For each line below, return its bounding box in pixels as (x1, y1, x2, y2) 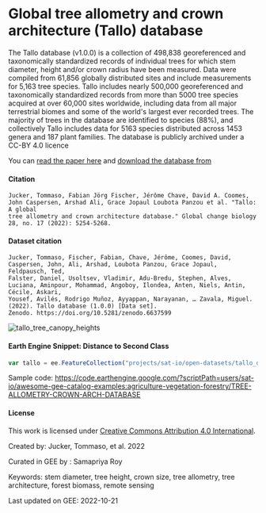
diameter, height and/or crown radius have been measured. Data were (8, 64, 237, 74)
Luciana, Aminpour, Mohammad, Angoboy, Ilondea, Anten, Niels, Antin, (8, 281, 246, 289)
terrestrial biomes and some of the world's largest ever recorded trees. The (8, 106, 254, 116)
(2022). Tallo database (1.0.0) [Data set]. (8, 302, 158, 310)
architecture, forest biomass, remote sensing (8, 480, 154, 490)
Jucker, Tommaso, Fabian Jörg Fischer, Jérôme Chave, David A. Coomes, (8, 192, 249, 200)
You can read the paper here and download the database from (8, 155, 212, 165)
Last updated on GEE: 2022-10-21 (8, 496, 119, 505)
